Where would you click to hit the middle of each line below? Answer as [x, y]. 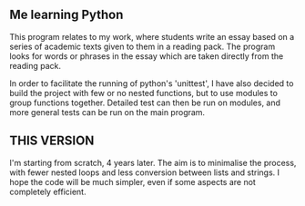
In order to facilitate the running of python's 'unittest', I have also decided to [152, 83]
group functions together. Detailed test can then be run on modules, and [145, 103]
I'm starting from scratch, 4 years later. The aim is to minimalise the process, [153, 162]
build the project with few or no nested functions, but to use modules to [143, 93]
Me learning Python [66, 15]
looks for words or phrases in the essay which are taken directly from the [147, 56]
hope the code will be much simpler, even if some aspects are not [133, 181]
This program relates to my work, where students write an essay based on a [152, 36]
